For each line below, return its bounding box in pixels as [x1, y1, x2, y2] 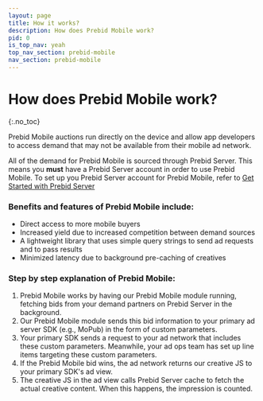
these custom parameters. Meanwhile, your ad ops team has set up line [19, 341, 254, 351]
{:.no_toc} [8, 116, 41, 126]
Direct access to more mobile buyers [19, 220, 141, 229]
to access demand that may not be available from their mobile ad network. [8, 140, 252, 150]
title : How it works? [8, 19, 80, 27]
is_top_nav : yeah [8, 41, 66, 49]
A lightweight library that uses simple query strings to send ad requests [19, 236, 254, 246]
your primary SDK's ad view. [19, 367, 114, 376]
